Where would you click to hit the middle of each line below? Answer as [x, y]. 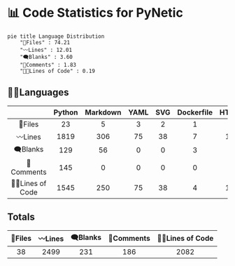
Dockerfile [195, 112]
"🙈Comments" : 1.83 [48, 65]
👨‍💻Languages [38, 92]
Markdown [103, 112]
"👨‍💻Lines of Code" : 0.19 [58, 71]
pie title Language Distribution [56, 36]
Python [66, 112]
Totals [21, 217]
